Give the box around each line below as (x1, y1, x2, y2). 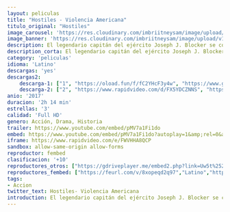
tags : (7, 175, 23, 182)
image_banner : (7, 36, 48, 42)
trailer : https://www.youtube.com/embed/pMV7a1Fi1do (7, 124, 161, 131)
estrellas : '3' (7, 105, 51, 112)
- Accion (7, 182, 32, 189)
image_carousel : (7, 29, 53, 36)
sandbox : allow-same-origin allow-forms (7, 144, 125, 150)
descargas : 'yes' (7, 67, 57, 74)
